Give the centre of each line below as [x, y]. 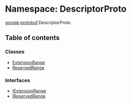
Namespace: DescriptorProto [66, 9]
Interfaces [18, 80]
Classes [15, 52]
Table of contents [32, 38]
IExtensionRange [29, 91]
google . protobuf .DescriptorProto [38, 22]
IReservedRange [29, 96]
